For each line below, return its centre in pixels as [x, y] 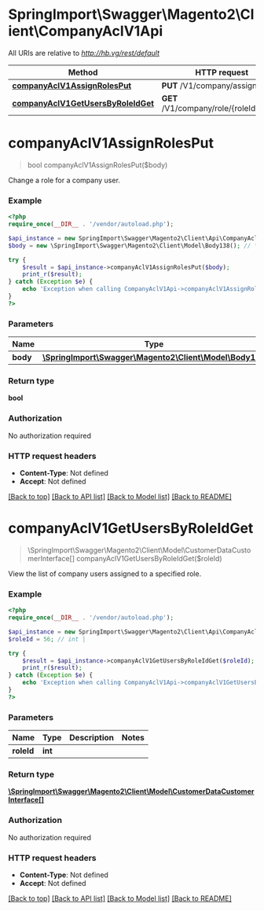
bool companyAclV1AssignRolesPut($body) [97, 165]
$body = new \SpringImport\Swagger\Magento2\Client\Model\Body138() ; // [130, 245]
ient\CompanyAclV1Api [86, 31]
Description [92, 738]
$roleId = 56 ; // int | [47, 639]
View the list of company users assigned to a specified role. [105, 573]
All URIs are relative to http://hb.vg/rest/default [84, 53]
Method [83, 72]
